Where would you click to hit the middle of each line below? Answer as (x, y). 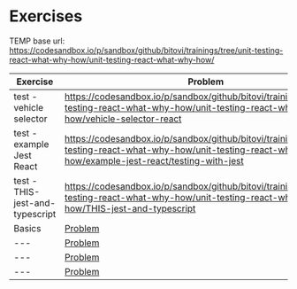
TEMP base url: (37, 41)
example (31, 144)
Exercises (46, 16)
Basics (27, 228)
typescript (35, 214)
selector (30, 119)
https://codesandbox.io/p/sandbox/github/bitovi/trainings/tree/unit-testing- (146, 50)
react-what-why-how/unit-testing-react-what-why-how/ (112, 59)
